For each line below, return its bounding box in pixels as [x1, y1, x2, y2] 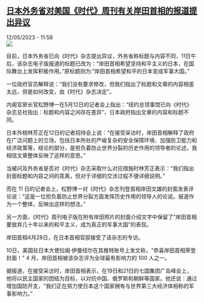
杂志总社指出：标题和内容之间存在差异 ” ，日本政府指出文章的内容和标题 [6, 108, 184, 115]
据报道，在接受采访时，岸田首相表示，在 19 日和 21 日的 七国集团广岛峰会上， [6, 267, 192, 274]
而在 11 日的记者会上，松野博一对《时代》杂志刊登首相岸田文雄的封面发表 [6, 185, 189, 192]
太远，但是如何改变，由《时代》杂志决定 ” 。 [6, 87, 115, 95]
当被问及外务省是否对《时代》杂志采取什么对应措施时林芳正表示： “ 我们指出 [6, 165, 195, 172]
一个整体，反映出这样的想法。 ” [11, 200, 86, 208]
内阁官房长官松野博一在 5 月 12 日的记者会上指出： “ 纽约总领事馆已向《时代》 [6, 101, 192, 108]
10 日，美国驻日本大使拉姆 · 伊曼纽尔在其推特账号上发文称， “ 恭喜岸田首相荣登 [6, 247, 196, 254]
